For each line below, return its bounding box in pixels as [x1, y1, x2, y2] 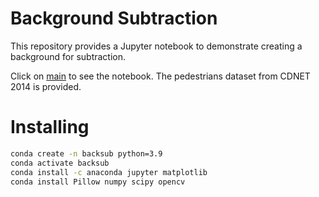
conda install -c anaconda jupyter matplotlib [10, 167, 208, 177]
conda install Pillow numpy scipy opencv [10, 177, 186, 187]
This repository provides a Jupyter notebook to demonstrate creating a [10, 40, 303, 52]
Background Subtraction [10, 7, 218, 30]
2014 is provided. [10, 80, 82, 92]
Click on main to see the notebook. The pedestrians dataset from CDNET [10, 70, 311, 82]
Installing [10, 116, 90, 139]
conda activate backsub [10, 158, 110, 168]
